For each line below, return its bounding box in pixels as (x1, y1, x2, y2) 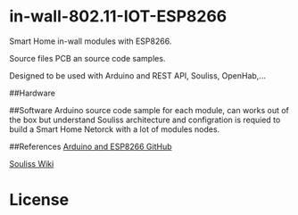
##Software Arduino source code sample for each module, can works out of (9, 104, 290, 115)
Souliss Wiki (9, 158, 54, 169)
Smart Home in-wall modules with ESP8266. (9, 36, 172, 46)
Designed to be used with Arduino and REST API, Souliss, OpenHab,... (9, 70, 266, 81)
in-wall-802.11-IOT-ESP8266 (9, 6, 228, 27)
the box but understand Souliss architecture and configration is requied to (9, 114, 281, 125)
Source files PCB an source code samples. (9, 53, 166, 63)
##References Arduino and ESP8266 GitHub (9, 141, 172, 152)
